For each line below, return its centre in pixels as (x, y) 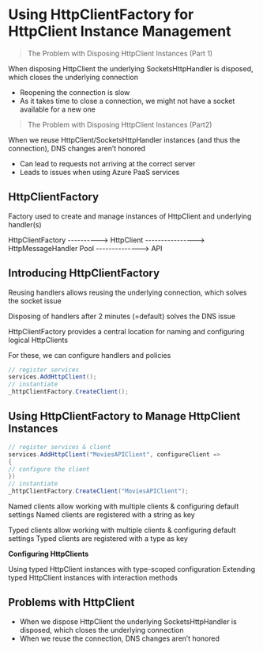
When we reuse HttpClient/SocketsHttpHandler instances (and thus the (124, 139)
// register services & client (60, 447)
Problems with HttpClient (71, 602)
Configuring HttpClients (49, 554)
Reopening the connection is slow (75, 92)
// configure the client (49, 469)
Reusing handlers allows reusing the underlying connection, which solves (128, 292)
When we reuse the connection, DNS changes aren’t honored (119, 638)
